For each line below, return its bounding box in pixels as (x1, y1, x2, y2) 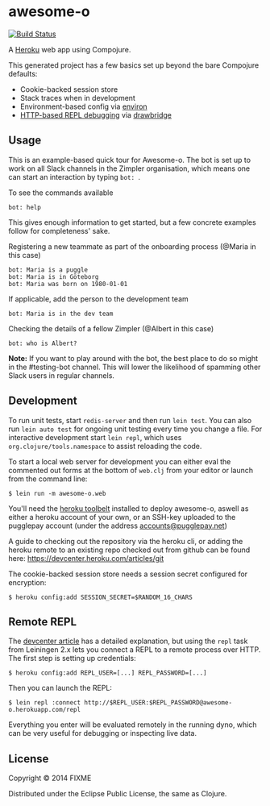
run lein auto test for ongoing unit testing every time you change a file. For (8, 424, 263, 434)
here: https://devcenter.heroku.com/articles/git (8, 553, 164, 563)
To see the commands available (8, 188, 114, 197)
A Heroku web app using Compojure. (8, 44, 131, 54)
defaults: (8, 69, 38, 78)
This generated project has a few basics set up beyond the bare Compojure (8, 60, 260, 70)
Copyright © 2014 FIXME (8, 773, 92, 783)
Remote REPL (8, 615, 77, 629)
